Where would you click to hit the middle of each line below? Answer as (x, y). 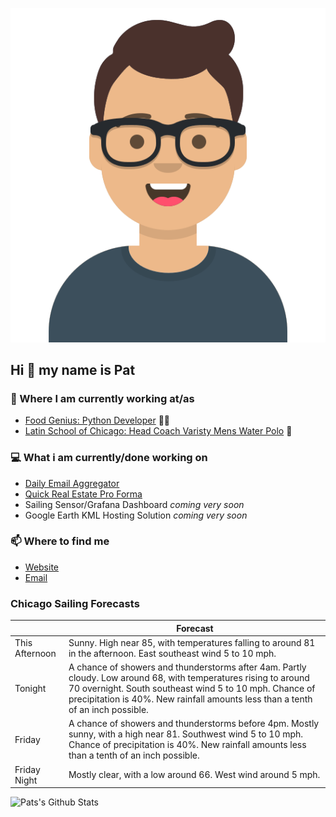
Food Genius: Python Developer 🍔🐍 (97, 420)
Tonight (30, 689)
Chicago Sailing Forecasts (75, 603)
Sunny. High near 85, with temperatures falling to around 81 (192, 642)
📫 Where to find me (60, 541)
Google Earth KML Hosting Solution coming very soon (136, 515)
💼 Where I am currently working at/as (102, 398)
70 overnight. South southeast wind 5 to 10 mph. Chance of (192, 689)
